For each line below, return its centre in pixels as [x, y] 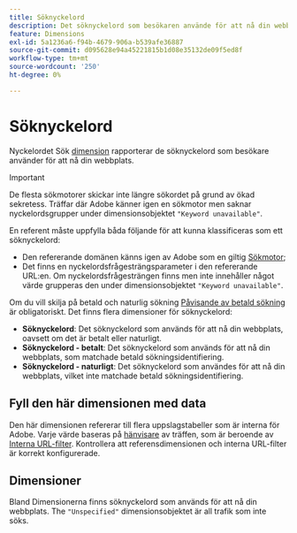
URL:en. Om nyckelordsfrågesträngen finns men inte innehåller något [148, 276]
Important [27, 177]
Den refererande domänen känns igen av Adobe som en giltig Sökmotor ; [154, 256]
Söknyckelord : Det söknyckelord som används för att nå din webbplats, [152, 329]
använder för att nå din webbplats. [72, 160]
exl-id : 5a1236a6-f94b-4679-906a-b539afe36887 [96, 42]
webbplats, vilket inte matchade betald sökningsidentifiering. [133, 376]
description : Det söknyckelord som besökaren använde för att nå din [140, 26]
